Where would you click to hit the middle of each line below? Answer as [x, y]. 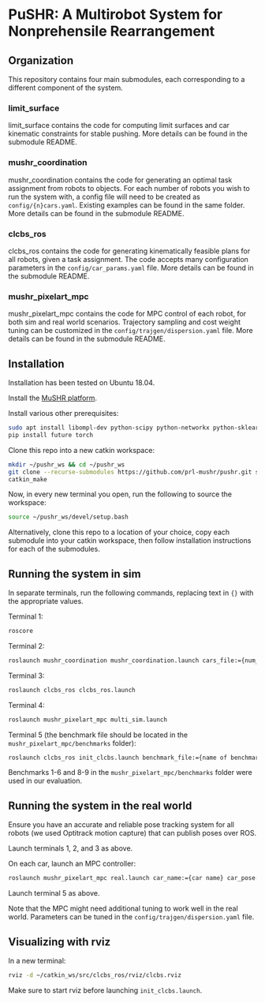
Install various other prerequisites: [63, 413]
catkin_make [28, 479]
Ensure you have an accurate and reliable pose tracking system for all [121, 825]
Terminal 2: [26, 646]
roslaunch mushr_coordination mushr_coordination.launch [104, 661]
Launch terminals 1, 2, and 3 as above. [71, 848]
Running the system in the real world [100, 805]
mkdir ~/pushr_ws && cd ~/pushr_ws [67, 464]
